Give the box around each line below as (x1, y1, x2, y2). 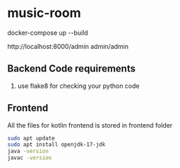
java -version (7, 147, 49, 155)
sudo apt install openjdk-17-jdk (7, 141, 106, 148)
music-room (7, 5, 81, 21)
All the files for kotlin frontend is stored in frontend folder (7, 121, 173, 129)
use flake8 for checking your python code (17, 82, 140, 90)
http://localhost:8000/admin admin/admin (7, 42, 129, 50)
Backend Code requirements (7, 62, 136, 75)
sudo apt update (7, 135, 55, 142)
